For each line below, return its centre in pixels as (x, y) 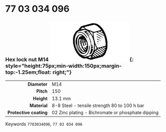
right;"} (62, 72)
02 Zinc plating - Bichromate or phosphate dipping (105, 113)
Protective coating (27, 113)
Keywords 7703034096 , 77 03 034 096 (44, 124)
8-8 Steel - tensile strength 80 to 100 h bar (98, 105)
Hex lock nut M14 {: (70, 60)
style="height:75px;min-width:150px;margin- (64, 66)
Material (39, 105)
